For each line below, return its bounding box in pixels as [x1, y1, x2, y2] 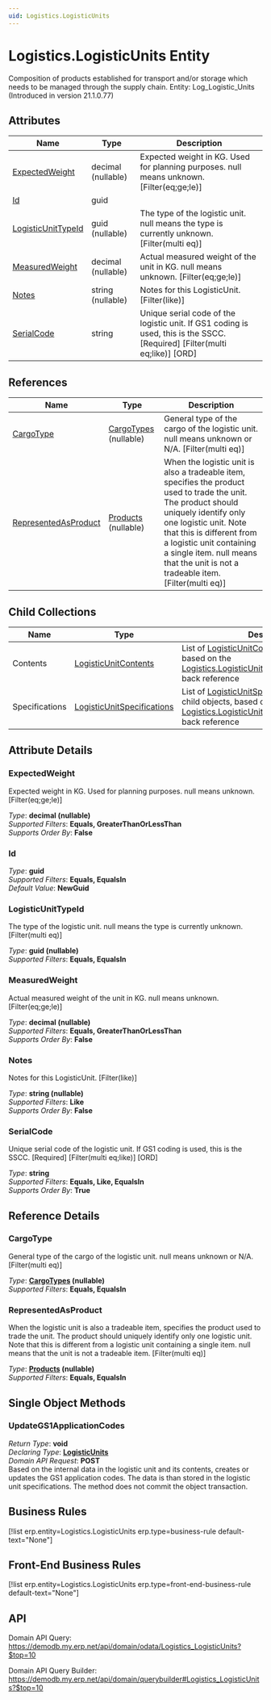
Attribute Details [8, 743, 93, 757]
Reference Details [8, 1208, 100, 1223]
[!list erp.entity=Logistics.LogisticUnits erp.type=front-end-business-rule [8, 1580, 252, 1589]
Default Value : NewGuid [8, 883, 90, 893]
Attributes [8, 114, 60, 128]
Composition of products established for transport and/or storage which [8, 73, 248, 83]
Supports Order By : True [8, 1186, 91, 1195]
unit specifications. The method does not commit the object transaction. [8, 1481, 248, 1491]
